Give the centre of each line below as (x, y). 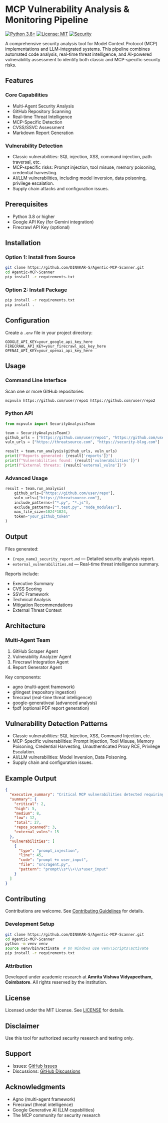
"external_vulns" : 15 (36, 832)
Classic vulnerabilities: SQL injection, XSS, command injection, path (82, 156)
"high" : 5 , (25, 809)
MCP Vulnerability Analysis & (67, 9)
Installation (23, 243)
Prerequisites (26, 204)
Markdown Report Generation (43, 133)
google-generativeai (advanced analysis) (55, 703)
